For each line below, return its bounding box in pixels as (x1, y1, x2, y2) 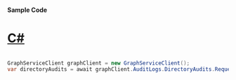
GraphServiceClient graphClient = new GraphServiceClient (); (7, 60, 190, 67)
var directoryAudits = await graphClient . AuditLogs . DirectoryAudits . (7, 66, 216, 73)
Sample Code (7, 6, 48, 14)
